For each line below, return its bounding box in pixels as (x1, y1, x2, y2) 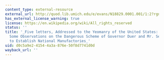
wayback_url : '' (5, 47, 38, 52)
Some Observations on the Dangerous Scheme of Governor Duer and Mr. (9, 34, 154, 39)
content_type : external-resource (5, 7, 73, 12)
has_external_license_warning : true (5, 16, 80, 21)
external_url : (5, 12, 34, 16)
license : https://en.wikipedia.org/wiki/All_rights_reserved (5, 20, 132, 26)
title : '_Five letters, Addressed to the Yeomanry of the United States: (5, 30, 159, 34)
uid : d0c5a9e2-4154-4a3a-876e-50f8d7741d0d (5, 43, 95, 48)
